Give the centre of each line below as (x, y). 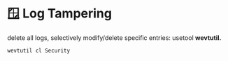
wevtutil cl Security (39, 50)
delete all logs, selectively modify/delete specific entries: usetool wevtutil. (114, 38)
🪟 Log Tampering (59, 14)
